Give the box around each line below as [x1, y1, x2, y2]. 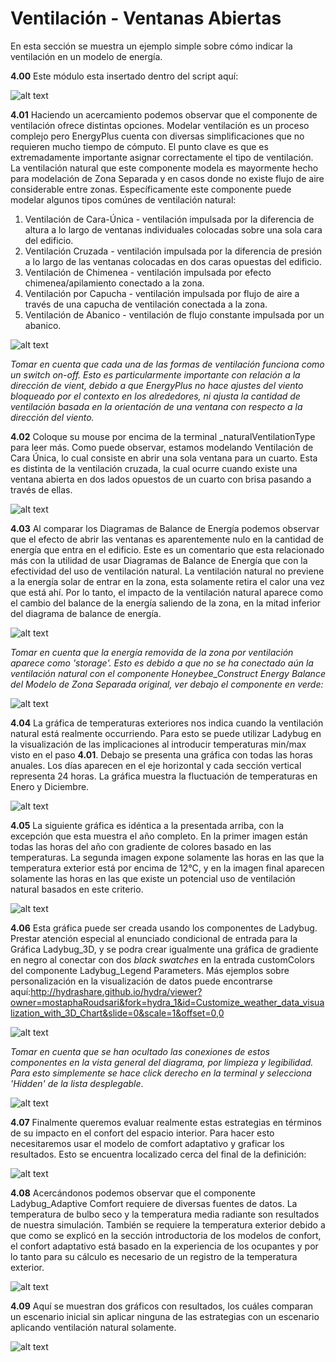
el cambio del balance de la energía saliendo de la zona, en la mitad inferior [10, 597, 322, 609]
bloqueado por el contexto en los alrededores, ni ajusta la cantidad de [10, 390, 301, 402]
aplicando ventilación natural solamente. [10, 1321, 177, 1333]
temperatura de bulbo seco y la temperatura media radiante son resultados [10, 1208, 320, 1220]
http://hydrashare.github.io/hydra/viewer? [30, 985, 203, 997]
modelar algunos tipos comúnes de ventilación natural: [10, 193, 237, 206]
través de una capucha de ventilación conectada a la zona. [24, 298, 268, 310]
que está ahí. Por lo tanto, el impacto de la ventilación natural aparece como [10, 586, 324, 598]
